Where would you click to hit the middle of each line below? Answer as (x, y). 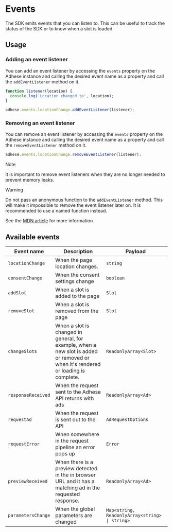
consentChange (25, 278)
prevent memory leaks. (30, 180)
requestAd (20, 420)
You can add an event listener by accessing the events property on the (80, 70)
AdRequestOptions (127, 420)
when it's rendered (78, 364)
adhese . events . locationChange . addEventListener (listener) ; (70, 110)
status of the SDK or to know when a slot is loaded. (60, 28)
